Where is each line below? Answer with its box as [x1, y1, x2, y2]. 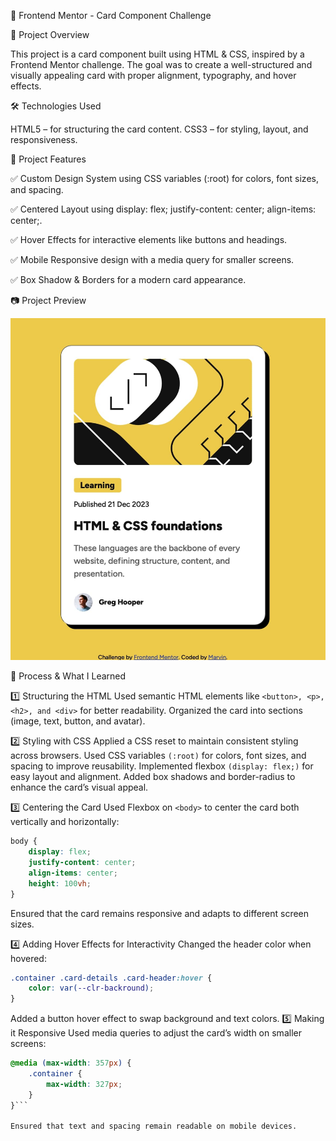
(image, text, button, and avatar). [10, 715, 146, 727]
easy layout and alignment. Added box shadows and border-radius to [10, 771, 296, 783]
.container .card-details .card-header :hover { [10, 973, 213, 983]
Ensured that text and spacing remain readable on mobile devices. [10, 1121, 298, 1132]
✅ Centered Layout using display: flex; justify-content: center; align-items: [10, 203, 317, 215]
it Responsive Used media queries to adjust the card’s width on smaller [10, 1027, 302, 1039]
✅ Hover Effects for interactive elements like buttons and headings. [10, 234, 288, 245]
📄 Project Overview [10, 29, 90, 40]
